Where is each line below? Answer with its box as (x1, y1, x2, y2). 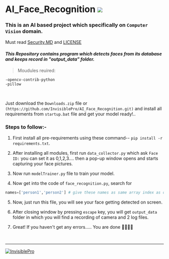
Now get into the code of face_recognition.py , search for (12, 180, 132, 186)
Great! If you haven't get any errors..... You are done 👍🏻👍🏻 (12, 224, 133, 230)
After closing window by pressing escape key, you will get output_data (12, 209, 157, 215)
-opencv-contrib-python (5, 77, 55, 82)
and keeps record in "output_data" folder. (5, 56, 95, 62)
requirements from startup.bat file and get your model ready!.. (5, 111, 136, 117)
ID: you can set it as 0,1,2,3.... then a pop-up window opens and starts (12, 155, 158, 161)
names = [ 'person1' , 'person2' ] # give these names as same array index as (5, 190, 161, 195)
